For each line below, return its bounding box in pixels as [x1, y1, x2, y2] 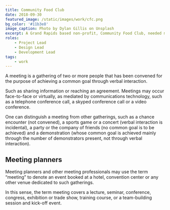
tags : [5, 54, 17, 60]
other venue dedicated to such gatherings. [5, 180, 95, 186]
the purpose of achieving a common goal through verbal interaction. [5, 78, 148, 84]
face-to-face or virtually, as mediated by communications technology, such [5, 93, 162, 99]
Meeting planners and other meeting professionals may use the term [5, 169, 148, 175]
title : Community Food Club [5, 7, 65, 13]
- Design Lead [14, 45, 44, 50]
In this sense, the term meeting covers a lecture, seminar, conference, [5, 189, 151, 195]
